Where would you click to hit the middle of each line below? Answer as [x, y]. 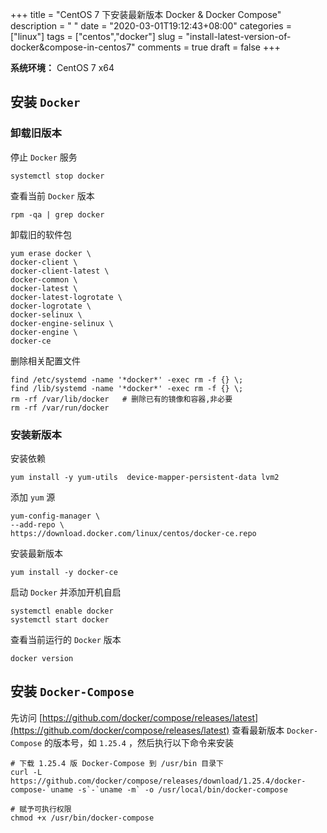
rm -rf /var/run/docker [60, 408]
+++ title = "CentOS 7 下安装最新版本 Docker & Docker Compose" [146, 14]
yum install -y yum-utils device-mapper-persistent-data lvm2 [145, 477]
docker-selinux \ [46, 314]
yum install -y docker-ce [64, 572]
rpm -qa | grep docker [57, 214]
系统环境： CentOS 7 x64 [62, 67]
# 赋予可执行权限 [41, 809]
